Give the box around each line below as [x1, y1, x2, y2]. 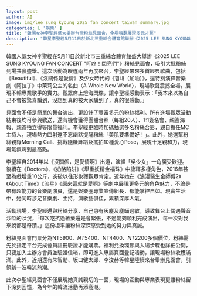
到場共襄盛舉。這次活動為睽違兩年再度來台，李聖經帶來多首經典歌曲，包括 [6, 67, 186, 74]
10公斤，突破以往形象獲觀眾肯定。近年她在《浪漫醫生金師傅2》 [31, 173, 182, 179]
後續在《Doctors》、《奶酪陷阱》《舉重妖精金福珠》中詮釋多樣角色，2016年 [6, 165, 184, 172]
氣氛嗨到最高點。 [11, 146, 53, 152]
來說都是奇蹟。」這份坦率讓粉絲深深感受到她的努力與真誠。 [6, 222, 148, 229]
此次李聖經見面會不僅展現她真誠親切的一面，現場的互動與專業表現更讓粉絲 [6, 276, 186, 283]
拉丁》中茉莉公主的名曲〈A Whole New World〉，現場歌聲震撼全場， [21, 82, 186, 89]
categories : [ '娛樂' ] [6, 25, 63, 31]
